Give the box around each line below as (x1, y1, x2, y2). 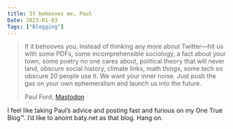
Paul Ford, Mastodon (24, 93, 85, 101)
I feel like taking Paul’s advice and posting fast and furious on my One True (7, 106, 223, 115)
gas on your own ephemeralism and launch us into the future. (24, 79, 202, 88)
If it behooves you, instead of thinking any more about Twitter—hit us (24, 43, 224, 51)
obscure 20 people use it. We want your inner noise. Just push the (24, 72, 217, 80)
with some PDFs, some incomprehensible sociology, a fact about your (24, 50, 226, 58)
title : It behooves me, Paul (7, 10, 92, 17)
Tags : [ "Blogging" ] (7, 23, 64, 30)
